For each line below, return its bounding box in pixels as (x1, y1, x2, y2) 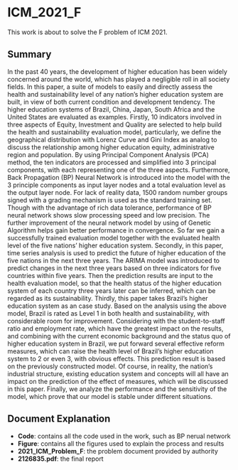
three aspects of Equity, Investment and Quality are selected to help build (7, 120, 222, 129)
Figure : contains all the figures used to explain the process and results (17, 439, 225, 448)
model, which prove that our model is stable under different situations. (7, 392, 213, 400)
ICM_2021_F (7, 4, 82, 21)
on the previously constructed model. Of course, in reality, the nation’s (7, 362, 213, 370)
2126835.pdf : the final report (17, 454, 104, 463)
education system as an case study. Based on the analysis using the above (7, 301, 227, 310)
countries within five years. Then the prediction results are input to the (7, 271, 213, 279)
